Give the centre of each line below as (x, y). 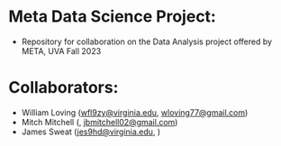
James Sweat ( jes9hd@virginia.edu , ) (91, 132)
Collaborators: (63, 88)
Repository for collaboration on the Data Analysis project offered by (146, 41)
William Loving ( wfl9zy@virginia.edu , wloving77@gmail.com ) (135, 112)
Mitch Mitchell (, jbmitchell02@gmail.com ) (100, 122)
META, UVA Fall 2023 (61, 50)
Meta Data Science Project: (113, 17)
